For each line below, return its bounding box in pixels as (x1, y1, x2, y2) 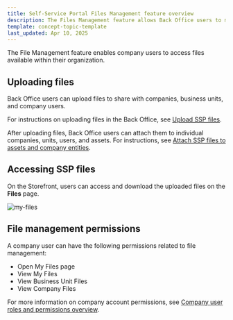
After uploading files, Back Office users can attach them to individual (7, 129, 204, 137)
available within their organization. (7, 56, 105, 65)
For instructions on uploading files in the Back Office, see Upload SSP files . (7, 115, 222, 124)
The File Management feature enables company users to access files (7, 49, 205, 57)
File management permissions (7, 223, 141, 235)
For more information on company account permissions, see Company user (7, 298, 223, 306)
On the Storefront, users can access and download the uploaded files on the (7, 182, 225, 190)
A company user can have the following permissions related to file (7, 241, 196, 250)
